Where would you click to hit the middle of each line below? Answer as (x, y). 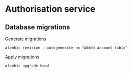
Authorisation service (50, 9)
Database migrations (37, 27)
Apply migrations (22, 57)
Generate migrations (26, 39)
